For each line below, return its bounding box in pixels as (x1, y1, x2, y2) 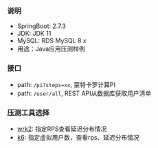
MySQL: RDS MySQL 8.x (16, 36, 87, 45)
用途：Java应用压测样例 (16, 45, 86, 53)
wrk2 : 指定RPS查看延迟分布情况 (16, 125, 107, 133)
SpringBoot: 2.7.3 (16, 22, 67, 30)
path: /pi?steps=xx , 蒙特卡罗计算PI (16, 80, 115, 88)
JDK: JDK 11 (16, 29, 52, 38)
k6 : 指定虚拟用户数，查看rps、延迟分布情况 (16, 133, 139, 141)
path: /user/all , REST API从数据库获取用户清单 (16, 89, 152, 97)
